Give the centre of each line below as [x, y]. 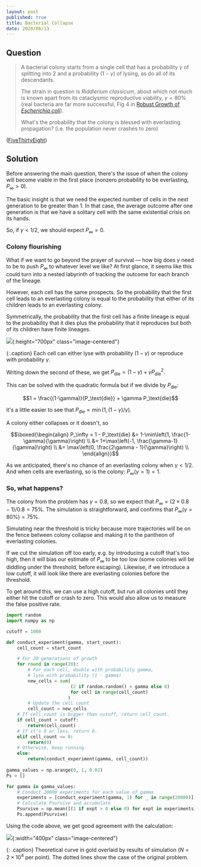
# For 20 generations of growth [57, 659]
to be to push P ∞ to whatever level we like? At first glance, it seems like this [99, 267]
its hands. [18, 218]
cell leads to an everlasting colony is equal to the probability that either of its [100, 298]
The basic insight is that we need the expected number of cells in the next [97, 199]
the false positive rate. [33, 604]
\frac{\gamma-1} [157, 440]
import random [24, 615]
